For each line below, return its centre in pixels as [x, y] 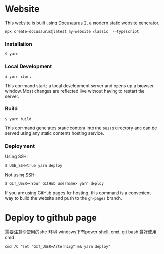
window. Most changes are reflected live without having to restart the [75, 91]
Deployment [20, 146]
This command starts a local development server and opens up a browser [80, 86]
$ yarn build [18, 119]
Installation [19, 44]
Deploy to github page [51, 218]
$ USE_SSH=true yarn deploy [34, 166]
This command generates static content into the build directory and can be [81, 128]
